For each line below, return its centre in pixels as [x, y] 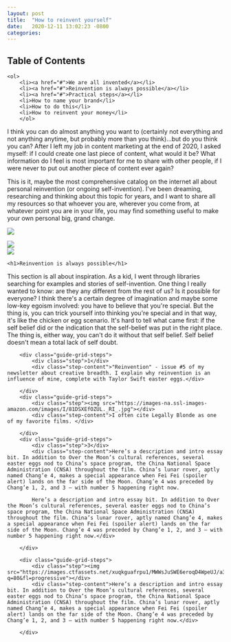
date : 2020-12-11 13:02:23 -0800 [58, 26]
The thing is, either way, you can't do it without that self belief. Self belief [111, 335]
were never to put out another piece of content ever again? [90, 168]
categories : [24, 33]
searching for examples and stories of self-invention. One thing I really [107, 284]
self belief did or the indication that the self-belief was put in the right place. [115, 328]
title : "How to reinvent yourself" [59, 20]
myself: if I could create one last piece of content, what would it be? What [111, 154]
